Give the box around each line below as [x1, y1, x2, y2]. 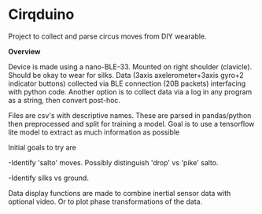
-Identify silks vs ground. [8, 173, 89, 183]
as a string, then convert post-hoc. [8, 95, 120, 105]
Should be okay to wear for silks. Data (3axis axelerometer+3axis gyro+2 [8, 70, 244, 79]
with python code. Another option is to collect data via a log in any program [8, 87, 253, 96]
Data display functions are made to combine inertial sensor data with [8, 188, 231, 197]
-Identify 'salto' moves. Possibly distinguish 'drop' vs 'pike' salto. [8, 157, 219, 167]
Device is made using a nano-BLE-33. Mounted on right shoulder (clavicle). [8, 61, 253, 72]
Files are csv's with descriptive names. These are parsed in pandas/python [8, 110, 252, 120]
